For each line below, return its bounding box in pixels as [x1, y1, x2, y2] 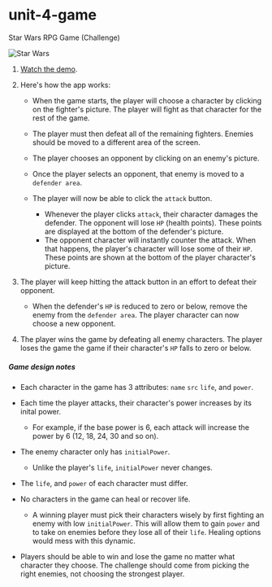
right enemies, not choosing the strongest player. [19, 568, 185, 579]
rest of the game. [32, 112, 91, 123]
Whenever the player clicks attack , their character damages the [44, 209, 258, 219]
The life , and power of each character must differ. [19, 478, 188, 488]
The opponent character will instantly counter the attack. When [44, 234, 257, 245]
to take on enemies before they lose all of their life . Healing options [32, 527, 261, 537]
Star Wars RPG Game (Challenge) [8, 33, 120, 42]
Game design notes [8, 361, 76, 371]
